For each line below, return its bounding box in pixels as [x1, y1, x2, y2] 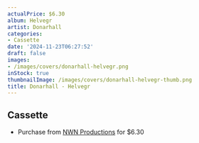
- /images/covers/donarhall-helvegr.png [7, 63, 129, 70]
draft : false [7, 50, 46, 57]
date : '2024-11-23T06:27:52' [7, 43, 94, 50]
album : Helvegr [7, 17, 53, 24]
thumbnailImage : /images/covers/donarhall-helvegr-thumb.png [7, 76, 193, 84]
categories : [7, 30, 43, 38]
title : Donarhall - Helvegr [7, 83, 91, 90]
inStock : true [7, 69, 50, 76]
